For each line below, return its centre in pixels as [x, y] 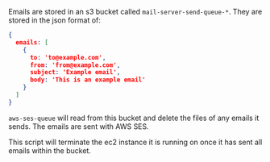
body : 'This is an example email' [88, 80]
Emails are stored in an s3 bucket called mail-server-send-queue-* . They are [135, 12]
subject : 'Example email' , [75, 73]
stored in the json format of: [54, 20]
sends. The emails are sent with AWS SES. [79, 126]
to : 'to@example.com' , [68, 57]
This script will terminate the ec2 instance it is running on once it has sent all [135, 142]
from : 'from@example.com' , [75, 65]
